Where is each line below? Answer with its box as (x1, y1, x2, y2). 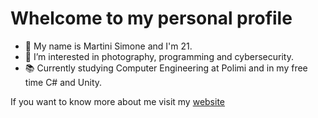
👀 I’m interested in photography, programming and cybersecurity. (24, 50, 294, 62)
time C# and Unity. (24, 76, 103, 88)
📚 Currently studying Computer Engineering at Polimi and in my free (24, 62, 308, 74)
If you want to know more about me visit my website (10, 95, 225, 107)
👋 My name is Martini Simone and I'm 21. (24, 40, 193, 52)
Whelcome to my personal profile (10, 7, 293, 30)
